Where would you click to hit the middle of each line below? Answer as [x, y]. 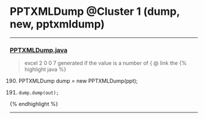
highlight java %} [45, 70]
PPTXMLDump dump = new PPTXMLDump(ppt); [78, 81]
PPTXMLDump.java [39, 50]
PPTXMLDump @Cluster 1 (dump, [95, 12]
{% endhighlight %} [34, 104]
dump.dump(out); [38, 93]
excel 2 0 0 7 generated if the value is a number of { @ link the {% [106, 63]
